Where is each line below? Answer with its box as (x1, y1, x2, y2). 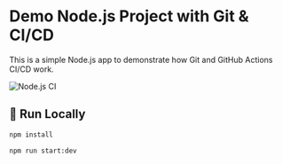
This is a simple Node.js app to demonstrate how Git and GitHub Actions (9, 54, 273, 65)
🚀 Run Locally (9, 106, 86, 121)
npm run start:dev (9, 146, 77, 155)
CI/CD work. (9, 64, 55, 74)
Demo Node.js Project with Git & (9, 6, 250, 27)
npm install (9, 130, 53, 139)
